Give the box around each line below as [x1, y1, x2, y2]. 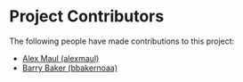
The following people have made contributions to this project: [9, 36, 235, 46]
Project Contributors [9, 6, 165, 27]
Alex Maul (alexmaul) [21, 53, 100, 63]
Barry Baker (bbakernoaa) [21, 62, 118, 73]
